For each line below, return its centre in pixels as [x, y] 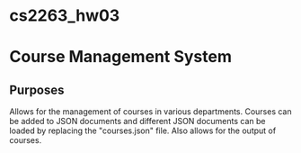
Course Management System [120, 57]
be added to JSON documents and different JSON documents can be [137, 121]
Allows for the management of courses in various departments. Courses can [150, 112]
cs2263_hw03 [65, 16]
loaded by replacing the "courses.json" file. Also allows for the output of [143, 130]
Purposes [37, 90]
